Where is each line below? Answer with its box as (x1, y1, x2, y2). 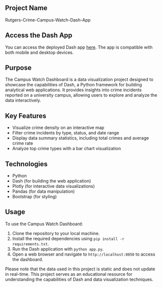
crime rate (12, 140, 33, 146)
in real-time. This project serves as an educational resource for (5, 271, 133, 277)
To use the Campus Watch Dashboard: (5, 221, 83, 227)
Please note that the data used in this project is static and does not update (5, 266, 156, 272)
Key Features (5, 111, 47, 120)
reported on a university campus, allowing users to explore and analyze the (5, 92, 158, 98)
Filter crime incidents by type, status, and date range (12, 130, 119, 136)
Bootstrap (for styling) (12, 194, 57, 200)
